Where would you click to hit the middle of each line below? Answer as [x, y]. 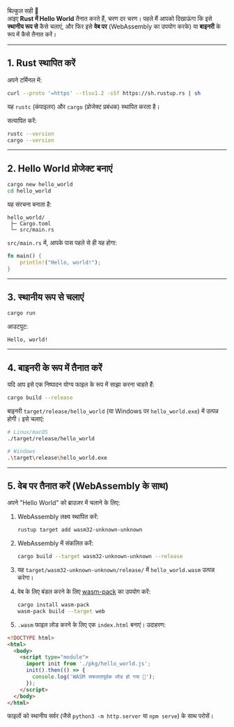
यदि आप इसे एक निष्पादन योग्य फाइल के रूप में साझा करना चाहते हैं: [81, 384]
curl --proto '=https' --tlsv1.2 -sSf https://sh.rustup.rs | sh [104, 93]
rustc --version [31, 134]
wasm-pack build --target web [61, 611]
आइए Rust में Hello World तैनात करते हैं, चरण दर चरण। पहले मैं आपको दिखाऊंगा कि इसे [110, 18]
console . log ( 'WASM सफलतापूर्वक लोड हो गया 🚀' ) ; [94, 677]
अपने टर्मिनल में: [25, 80]
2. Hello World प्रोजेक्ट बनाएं [60, 168]
